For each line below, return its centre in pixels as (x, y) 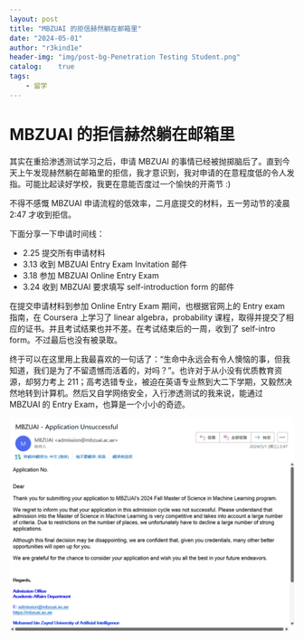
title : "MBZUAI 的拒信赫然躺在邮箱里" (76, 28)
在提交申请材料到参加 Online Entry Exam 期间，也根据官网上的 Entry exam (147, 306)
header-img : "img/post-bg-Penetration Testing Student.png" (125, 57)
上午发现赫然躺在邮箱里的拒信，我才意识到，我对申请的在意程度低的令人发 (156, 173)
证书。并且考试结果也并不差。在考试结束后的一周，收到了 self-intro (150, 328)
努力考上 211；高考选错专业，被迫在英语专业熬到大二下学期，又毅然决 (162, 381)
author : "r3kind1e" (46, 48)
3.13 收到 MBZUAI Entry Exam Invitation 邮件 (105, 264)
